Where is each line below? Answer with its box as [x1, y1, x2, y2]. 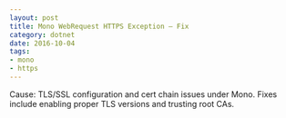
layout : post [9, 13, 59, 23]
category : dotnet [9, 30, 76, 39]
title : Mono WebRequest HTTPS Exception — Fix [9, 22, 189, 31]
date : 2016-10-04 [9, 38, 76, 48]
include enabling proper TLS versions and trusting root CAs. [9, 98, 235, 109]
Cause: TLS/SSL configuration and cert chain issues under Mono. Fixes [9, 88, 278, 100]
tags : [9, 47, 30, 56]
